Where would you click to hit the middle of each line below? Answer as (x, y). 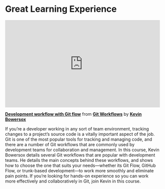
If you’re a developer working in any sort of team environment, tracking (77, 129)
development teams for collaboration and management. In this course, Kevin (82, 150)
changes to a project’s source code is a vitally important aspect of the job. (80, 134)
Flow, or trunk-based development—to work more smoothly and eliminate (79, 171)
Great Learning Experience (61, 9)
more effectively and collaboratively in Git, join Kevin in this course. (73, 181)
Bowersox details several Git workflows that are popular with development (80, 155)
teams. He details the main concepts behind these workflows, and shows (79, 160)
